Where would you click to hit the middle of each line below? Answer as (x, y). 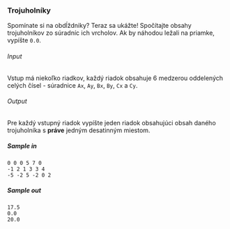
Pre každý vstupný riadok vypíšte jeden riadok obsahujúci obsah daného (112, 123)
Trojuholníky (29, 10)
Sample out (24, 191)
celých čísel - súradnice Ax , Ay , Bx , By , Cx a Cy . (72, 85)
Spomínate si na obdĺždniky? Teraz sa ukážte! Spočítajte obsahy (99, 26)
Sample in (22, 146)
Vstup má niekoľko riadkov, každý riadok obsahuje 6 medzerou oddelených (115, 78)
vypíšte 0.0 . (24, 40)
